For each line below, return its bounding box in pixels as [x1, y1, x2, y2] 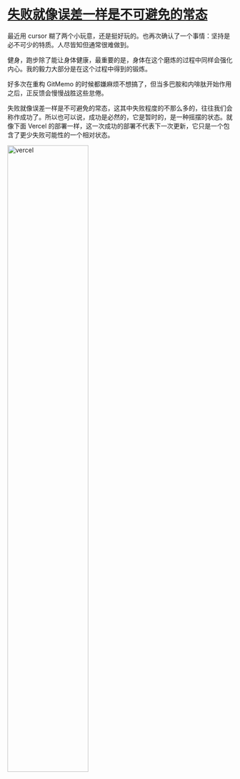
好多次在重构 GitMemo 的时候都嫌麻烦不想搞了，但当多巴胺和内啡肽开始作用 [7, 79, 232, 88]
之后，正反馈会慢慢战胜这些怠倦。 [7, 89, 108, 97]
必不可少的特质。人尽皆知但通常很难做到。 [7, 40, 133, 49]
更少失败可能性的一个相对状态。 [19, 130, 114, 139]
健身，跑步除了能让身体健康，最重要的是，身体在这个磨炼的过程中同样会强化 [7, 55, 233, 64]
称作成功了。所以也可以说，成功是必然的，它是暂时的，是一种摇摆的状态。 [7, 112, 226, 121]
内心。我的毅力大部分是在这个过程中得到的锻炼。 [7, 64, 151, 73]
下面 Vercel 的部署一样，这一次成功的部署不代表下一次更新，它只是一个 [13, 121, 224, 130]
